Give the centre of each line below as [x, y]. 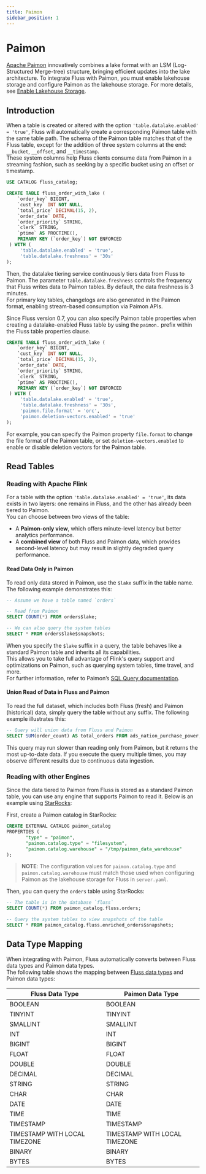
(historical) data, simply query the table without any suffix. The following [98, 712]
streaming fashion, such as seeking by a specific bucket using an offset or [100, 165]
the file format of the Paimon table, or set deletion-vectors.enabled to [95, 440]
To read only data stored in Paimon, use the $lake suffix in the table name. [100, 582]
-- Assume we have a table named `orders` [61, 600]
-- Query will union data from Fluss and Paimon [70, 730]
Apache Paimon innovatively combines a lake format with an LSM [89, 65]
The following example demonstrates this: [59, 589]
